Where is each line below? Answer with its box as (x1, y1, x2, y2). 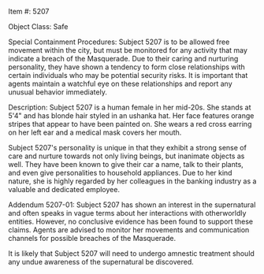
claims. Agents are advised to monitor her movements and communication (8, 225, 250, 235)
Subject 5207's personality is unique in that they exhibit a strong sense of (8, 143, 247, 152)
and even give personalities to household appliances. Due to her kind (8, 168, 232, 177)
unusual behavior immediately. (8, 87, 108, 97)
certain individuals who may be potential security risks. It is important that (8, 71, 248, 80)
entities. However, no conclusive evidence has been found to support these (8, 217, 254, 226)
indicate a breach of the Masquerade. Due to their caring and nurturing (8, 54, 239, 63)
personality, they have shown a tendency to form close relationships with (8, 62, 246, 72)
